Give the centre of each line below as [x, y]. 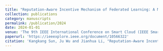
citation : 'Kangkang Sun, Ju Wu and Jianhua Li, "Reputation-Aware [75, 41]
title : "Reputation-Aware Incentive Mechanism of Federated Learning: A [80, 9]
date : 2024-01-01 [23, 28]
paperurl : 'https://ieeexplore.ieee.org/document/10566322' [67, 37]
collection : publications [31, 14]
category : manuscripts [28, 18]
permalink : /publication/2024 [36, 23]
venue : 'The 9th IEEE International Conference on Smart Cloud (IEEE [77, 32]
